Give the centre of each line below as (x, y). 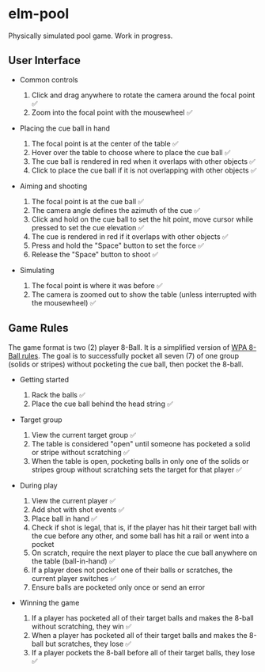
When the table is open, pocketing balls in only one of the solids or (140, 461)
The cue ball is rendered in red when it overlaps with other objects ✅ (143, 161)
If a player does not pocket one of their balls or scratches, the (132, 570)
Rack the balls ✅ (58, 395)
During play (38, 485)
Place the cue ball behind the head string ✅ (102, 404)
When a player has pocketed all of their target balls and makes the (139, 635)
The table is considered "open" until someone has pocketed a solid (141, 443)
